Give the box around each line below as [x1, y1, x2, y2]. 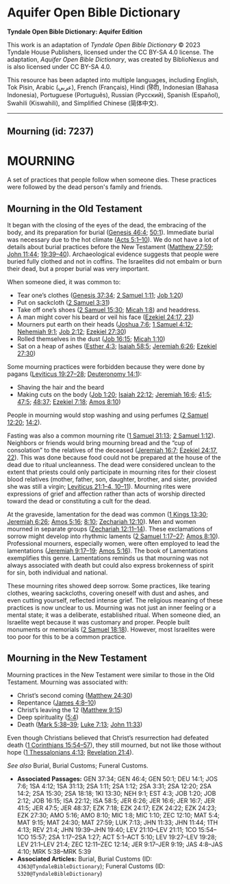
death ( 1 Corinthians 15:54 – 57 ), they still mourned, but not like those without [7, 741, 221, 749]
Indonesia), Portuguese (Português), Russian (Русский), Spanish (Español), [7, 90, 220, 99]
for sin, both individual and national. [7, 568, 108, 577]
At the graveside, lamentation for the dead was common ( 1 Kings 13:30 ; [7, 510, 209, 518]
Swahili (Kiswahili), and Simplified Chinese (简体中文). [7, 99, 159, 107]
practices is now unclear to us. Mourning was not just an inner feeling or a [7, 604, 216, 612]
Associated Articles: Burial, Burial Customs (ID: [16, 855, 153, 863]
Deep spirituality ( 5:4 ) [16, 713, 79, 721]
